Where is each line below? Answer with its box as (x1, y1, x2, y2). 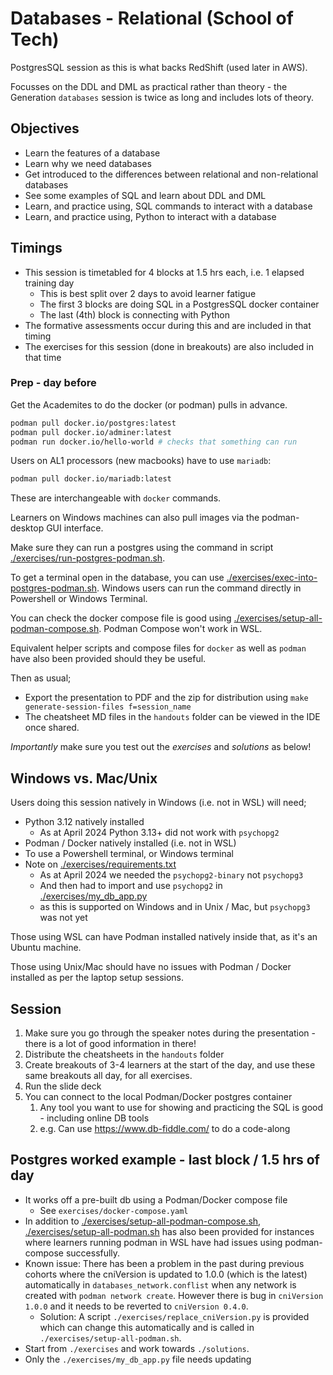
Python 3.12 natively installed (24, 816, 145, 828)
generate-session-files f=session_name (24, 702, 192, 712)
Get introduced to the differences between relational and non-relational (24, 168, 319, 180)
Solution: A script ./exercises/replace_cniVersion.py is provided (39, 1310, 310, 1322)
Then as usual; (10, 672, 72, 684)
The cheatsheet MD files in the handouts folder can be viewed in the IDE (24, 711, 321, 723)
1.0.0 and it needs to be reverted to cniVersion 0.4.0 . (24, 1300, 249, 1312)
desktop (10, 522, 45, 534)
